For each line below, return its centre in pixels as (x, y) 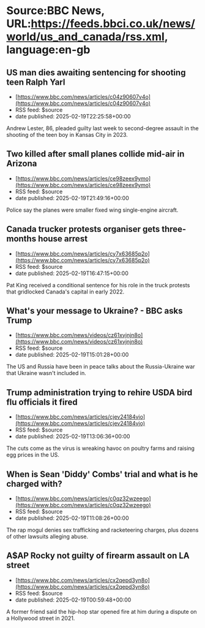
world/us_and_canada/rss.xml (86, 37)
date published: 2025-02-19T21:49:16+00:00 (72, 198)
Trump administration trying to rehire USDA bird (99, 393)
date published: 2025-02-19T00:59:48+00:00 (73, 600)
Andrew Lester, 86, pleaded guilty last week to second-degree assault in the (102, 128)
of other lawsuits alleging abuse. (47, 537)
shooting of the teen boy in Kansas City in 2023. (67, 135)
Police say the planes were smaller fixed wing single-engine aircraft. (92, 210)
